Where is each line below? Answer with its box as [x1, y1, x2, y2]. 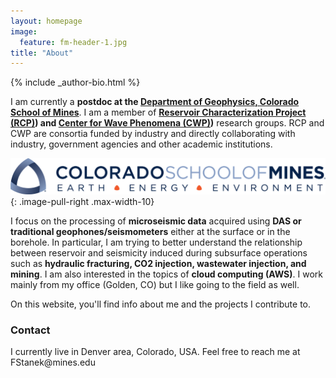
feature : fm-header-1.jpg [19, 37, 128, 47]
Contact [10, 323, 51, 337]
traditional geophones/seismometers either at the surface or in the [10, 225, 291, 237]
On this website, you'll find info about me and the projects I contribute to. [10, 298, 312, 310]
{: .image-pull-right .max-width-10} [10, 195, 155, 207]
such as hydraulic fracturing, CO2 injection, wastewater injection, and [10, 257, 307, 269]
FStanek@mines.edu [10, 356, 96, 369]
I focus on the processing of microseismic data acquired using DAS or [10, 215, 302, 227]
